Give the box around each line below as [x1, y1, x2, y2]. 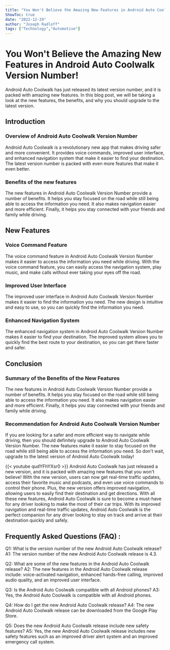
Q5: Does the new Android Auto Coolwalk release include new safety [5, 623, 149, 629]
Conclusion [5, 359, 42, 368]
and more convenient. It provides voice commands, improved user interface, [5, 149, 164, 155]
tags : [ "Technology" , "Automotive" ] [5, 26, 80, 31]
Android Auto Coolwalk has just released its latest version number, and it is [5, 87, 161, 93]
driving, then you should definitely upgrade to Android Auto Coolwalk [5, 437, 150, 443]
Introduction [5, 117, 46, 126]
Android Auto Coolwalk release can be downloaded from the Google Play [5, 607, 158, 613]
